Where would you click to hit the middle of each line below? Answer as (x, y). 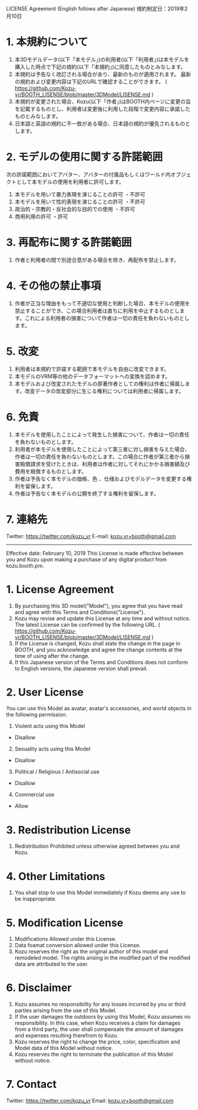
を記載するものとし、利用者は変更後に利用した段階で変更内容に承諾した (102, 108)
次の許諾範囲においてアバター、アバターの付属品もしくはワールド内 (88, 174)
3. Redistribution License (69, 830)
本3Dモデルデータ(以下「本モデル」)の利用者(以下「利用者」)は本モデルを (102, 59)
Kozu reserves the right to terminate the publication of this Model (94, 1055)
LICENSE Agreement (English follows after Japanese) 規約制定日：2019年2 (97, 9)
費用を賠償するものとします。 (51, 471)
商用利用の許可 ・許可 (41, 216)
